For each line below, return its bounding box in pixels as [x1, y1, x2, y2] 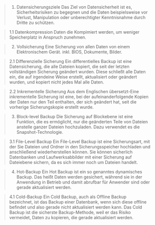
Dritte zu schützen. [16, 20, 55, 25]
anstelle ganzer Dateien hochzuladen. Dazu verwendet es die [16, 124, 140, 130]
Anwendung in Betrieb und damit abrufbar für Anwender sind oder [16, 179, 150, 185]
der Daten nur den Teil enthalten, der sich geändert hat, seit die [9, 99, 137, 104]
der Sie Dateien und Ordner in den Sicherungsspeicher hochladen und [9, 144, 151, 149]
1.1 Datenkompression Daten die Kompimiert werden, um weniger [9, 29, 140, 35]
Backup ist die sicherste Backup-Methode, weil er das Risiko [9, 209, 131, 215]
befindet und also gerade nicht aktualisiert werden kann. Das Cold [9, 205, 142, 210]
